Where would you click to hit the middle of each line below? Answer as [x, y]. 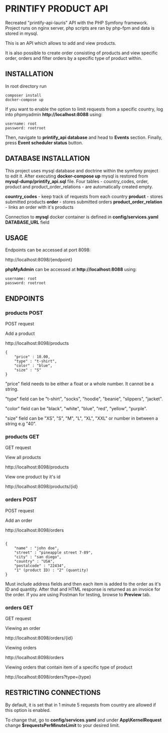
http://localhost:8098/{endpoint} [39, 260]
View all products [23, 457]
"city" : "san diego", [38, 557]
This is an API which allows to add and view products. [61, 43]
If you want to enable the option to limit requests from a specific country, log [84, 109]
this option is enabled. [28, 710]
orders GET [19, 607]
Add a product [20, 334]
